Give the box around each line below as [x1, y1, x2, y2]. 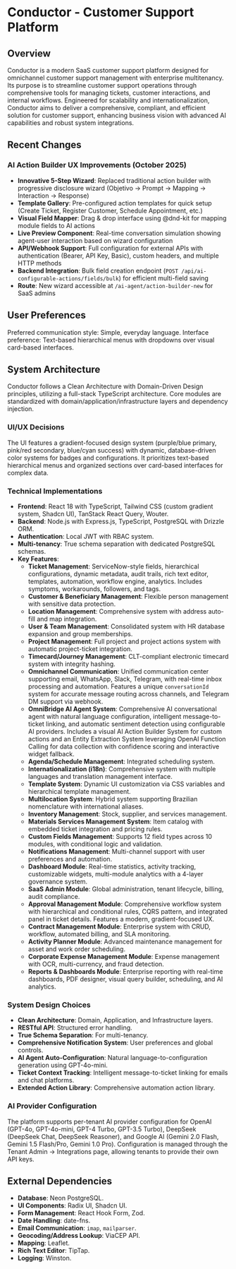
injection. [7, 405, 34, 413]
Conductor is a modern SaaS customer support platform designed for [7, 66, 209, 74]
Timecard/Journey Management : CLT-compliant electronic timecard [27, 652, 229, 660]
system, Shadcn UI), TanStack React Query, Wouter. [17, 509, 169, 518]
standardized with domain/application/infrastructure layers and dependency [7, 397, 228, 406]
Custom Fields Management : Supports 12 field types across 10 [27, 832, 213, 840]
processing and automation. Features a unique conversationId [27, 682, 209, 691]
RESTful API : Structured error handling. [17, 1023, 132, 1032]
